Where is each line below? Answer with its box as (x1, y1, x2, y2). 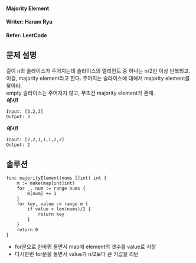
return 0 (17, 227, 38, 233)
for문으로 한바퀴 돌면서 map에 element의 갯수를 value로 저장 (14, 243, 156, 251)
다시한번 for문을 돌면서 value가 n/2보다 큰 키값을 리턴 (14, 251, 139, 258)
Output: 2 (6, 142, 31, 148)
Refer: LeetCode (6, 31, 47, 38)
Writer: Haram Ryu (6, 18, 53, 25)
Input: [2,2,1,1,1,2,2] (6, 137, 65, 142)
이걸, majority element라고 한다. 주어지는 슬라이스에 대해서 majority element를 (6, 74, 190, 82)
